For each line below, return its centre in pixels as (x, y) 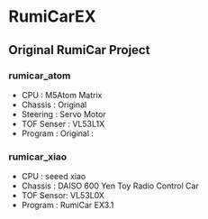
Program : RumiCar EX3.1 (68, 205)
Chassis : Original (54, 105)
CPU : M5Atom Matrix (62, 95)
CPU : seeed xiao (54, 177)
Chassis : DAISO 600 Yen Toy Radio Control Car (110, 186)
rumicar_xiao (38, 157)
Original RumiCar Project (79, 50)
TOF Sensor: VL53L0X (63, 196)
